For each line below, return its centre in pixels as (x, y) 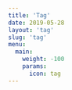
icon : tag (45, 74)
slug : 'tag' (27, 37)
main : (24, 52)
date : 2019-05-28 (36, 23)
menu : (17, 45)
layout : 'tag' (31, 30)
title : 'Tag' (29, 15)
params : (34, 67)
